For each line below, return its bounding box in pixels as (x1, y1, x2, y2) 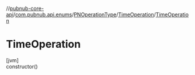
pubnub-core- (9, 5, 44, 12)
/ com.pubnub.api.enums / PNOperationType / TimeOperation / (13, 11, 156, 18)
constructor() (6, 63, 38, 70)
